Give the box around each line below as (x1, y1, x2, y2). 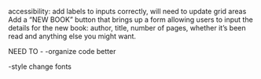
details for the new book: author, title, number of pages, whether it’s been (8, 23, 246, 32)
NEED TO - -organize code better (8, 47, 116, 56)
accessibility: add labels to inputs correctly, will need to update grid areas (8, 7, 247, 16)
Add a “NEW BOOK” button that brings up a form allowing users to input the (8, 15, 253, 24)
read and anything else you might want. (8, 31, 136, 41)
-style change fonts (8, 62, 72, 71)
